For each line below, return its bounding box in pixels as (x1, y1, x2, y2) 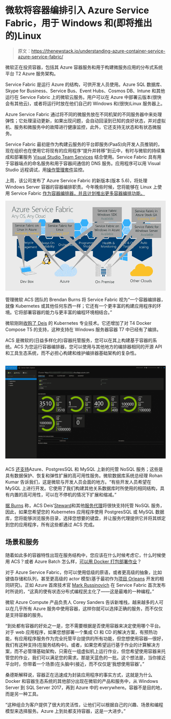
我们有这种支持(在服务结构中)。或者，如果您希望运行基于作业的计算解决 (5, 642, 156, 648)
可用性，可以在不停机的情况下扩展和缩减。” (27, 491, 117, 497)
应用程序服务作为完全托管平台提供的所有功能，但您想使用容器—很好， (18, 635, 166, 642)
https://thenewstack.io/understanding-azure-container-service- (31, 48, 165, 54)
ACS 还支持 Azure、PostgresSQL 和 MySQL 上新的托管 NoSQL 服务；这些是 (5, 466, 163, 472)
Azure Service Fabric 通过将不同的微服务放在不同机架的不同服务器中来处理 (5, 111, 162, 117)
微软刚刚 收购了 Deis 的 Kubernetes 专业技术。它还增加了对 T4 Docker (5, 320, 152, 326)
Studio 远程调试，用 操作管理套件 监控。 (5, 167, 88, 173)
